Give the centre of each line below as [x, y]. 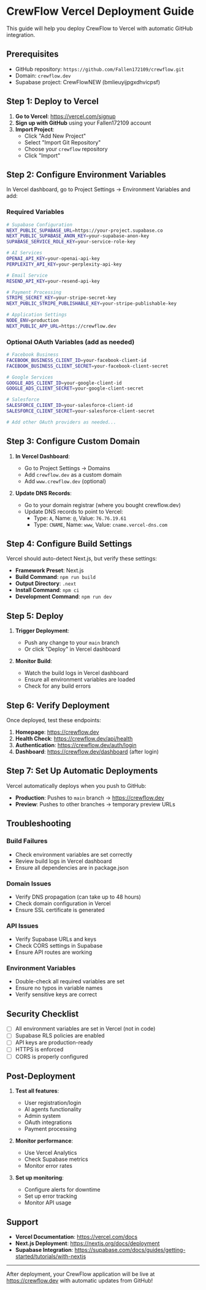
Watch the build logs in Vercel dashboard [76, 673]
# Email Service [27, 275]
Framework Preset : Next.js [49, 570]
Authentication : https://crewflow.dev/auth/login [76, 745]
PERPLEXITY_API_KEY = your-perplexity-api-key [64, 264]
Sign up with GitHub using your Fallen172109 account [83, 123]
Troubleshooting [39, 824]
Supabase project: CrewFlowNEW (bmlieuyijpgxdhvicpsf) [88, 82]
